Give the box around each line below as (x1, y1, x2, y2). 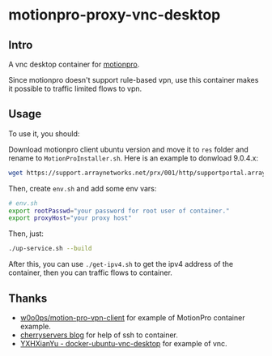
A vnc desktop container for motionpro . (8, 59, 140, 69)
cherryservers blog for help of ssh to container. (19, 330, 178, 340)
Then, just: (8, 229, 45, 238)
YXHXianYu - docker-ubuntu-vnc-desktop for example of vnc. (19, 339, 228, 348)
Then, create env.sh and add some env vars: (8, 183, 157, 193)
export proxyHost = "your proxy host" (8, 214, 132, 222)
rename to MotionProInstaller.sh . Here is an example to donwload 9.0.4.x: (8, 152, 259, 163)
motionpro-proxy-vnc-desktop (8, 6, 221, 24)
